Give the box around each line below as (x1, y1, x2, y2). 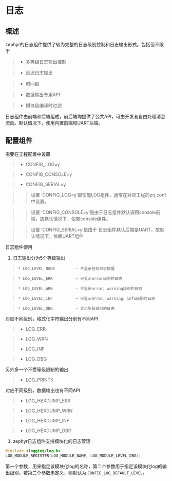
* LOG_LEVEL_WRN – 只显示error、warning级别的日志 (17, 286, 143, 291)
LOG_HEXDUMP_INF (25, 417, 70, 423)
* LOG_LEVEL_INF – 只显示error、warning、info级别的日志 (17, 296, 156, 301)
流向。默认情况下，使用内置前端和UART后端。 (5, 120, 103, 126)
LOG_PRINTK (25, 377, 54, 383)
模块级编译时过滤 (25, 102, 62, 109)
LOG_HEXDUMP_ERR (25, 397, 71, 404)
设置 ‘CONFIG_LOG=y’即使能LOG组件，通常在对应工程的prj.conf (30, 191, 166, 198)
